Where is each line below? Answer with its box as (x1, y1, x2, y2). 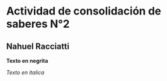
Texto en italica (6, 69, 45, 76)
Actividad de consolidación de (6, 4, 162, 18)
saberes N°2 (6, 17, 70, 31)
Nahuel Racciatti (6, 41, 69, 51)
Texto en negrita (6, 57, 48, 64)
